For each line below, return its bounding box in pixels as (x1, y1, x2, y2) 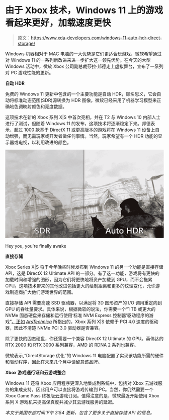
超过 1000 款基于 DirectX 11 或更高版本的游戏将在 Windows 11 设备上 (14, 127, 155, 133)
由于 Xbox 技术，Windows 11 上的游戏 (5, 5, 163, 16)
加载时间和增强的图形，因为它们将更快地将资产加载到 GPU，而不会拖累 (5, 277, 152, 283)
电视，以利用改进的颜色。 (18, 139, 71, 145)
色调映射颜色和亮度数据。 (14, 103, 67, 110)
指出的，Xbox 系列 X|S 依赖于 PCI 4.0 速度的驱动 (57, 319, 158, 325)
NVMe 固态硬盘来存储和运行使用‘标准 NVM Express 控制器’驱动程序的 (5, 312, 149, 319)
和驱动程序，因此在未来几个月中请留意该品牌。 (5, 359, 102, 365)
